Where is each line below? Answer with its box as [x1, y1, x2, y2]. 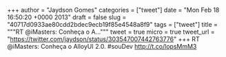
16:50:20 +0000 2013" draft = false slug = [7, 13, 127, 21]
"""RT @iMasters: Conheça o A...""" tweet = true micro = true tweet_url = [7, 27, 215, 36]
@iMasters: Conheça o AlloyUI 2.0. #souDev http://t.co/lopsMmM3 [7, 43, 197, 50]
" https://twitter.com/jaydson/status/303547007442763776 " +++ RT [7, 35, 200, 43]
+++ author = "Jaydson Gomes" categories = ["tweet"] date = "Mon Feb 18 [7, 6, 220, 14]
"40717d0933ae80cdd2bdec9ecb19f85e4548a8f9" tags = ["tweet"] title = [7, 21, 218, 28]
